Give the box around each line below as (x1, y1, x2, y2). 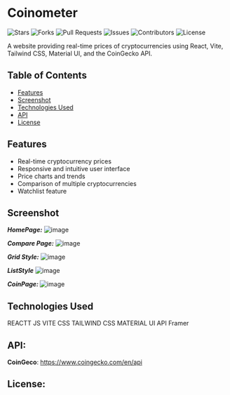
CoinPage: (7, 280, 39, 288)
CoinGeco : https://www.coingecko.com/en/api (7, 358, 142, 366)
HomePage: (7, 226, 43, 234)
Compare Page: (7, 239, 54, 248)
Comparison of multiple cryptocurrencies (17, 179, 137, 187)
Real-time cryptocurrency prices (17, 156, 112, 166)
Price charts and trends (17, 172, 86, 180)
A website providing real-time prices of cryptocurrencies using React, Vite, (7, 41, 224, 50)
